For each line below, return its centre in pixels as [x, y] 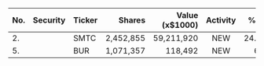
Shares [132, 20]
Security [49, 20]
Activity [221, 20]
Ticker [86, 20]
